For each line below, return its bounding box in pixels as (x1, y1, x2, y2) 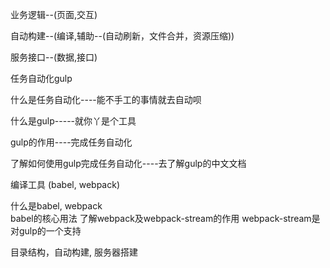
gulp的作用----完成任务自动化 (10, 136, 133, 148)
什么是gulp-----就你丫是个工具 (10, 115, 137, 127)
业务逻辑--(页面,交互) (10, 9, 98, 20)
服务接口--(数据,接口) (10, 51, 98, 63)
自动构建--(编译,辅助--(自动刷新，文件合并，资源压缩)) (10, 30, 235, 42)
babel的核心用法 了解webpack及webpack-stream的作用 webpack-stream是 (10, 213, 321, 224)
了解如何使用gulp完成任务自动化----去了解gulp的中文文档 (10, 158, 247, 169)
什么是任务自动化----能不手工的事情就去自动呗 (10, 94, 202, 105)
